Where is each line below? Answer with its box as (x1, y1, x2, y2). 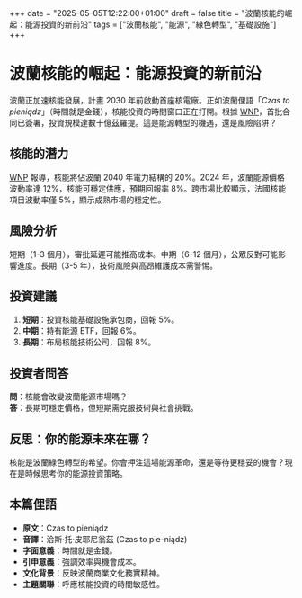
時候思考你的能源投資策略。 (24, 469, 128, 478)
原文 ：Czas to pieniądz (22, 522, 109, 533)
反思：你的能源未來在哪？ (9, 431, 151, 447)
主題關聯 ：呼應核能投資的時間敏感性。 (22, 578, 164, 589)
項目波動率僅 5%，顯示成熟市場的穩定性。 (9, 194, 166, 205)
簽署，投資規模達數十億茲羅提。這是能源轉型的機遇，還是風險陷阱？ (24, 117, 277, 128)
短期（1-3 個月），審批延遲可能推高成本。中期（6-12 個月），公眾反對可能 (9, 248, 279, 259)
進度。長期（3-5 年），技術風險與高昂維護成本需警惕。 (16, 260, 218, 271)
